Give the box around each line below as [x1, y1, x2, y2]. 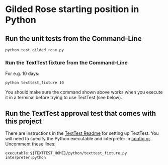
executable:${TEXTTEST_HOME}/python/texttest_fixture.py [5, 151, 127, 156]
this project [5, 117, 42, 125]
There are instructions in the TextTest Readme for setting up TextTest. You [5, 130, 159, 136]
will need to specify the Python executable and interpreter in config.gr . [5, 136, 152, 142]
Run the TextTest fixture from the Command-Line [5, 59, 128, 66]
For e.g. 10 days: [5, 70, 40, 76]
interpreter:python [5, 155, 46, 160]
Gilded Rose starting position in [5, 4, 139, 15]
